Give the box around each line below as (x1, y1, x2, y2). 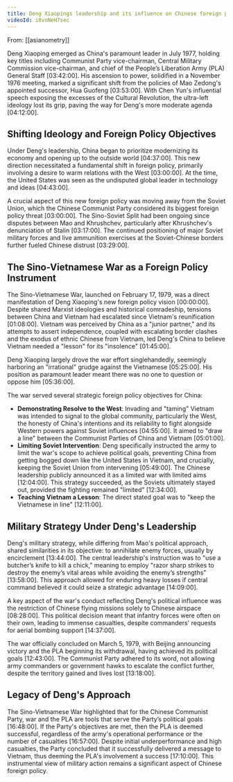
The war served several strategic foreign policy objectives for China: (7, 391, 203, 400)
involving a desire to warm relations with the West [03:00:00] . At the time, (7, 169, 218, 177)
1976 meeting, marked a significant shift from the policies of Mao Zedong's (7, 78, 222, 87)
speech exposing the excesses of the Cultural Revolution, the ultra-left (7, 93, 209, 101)
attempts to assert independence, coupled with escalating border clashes (7, 328, 218, 336)
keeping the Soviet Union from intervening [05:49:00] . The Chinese (17, 464, 210, 472)
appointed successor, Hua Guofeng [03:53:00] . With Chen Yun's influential (7, 86, 222, 94)
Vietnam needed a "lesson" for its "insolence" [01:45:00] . (7, 342, 171, 350)
